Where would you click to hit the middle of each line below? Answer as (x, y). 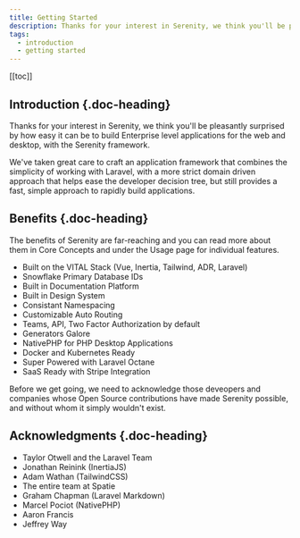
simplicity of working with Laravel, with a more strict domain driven (133, 172)
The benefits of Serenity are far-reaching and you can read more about (140, 240)
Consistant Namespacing (69, 305)
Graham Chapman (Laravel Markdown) (93, 495)
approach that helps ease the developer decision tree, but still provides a (143, 181)
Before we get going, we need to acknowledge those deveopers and (135, 389)
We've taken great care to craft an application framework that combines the (149, 162)
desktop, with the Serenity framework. (79, 145)
